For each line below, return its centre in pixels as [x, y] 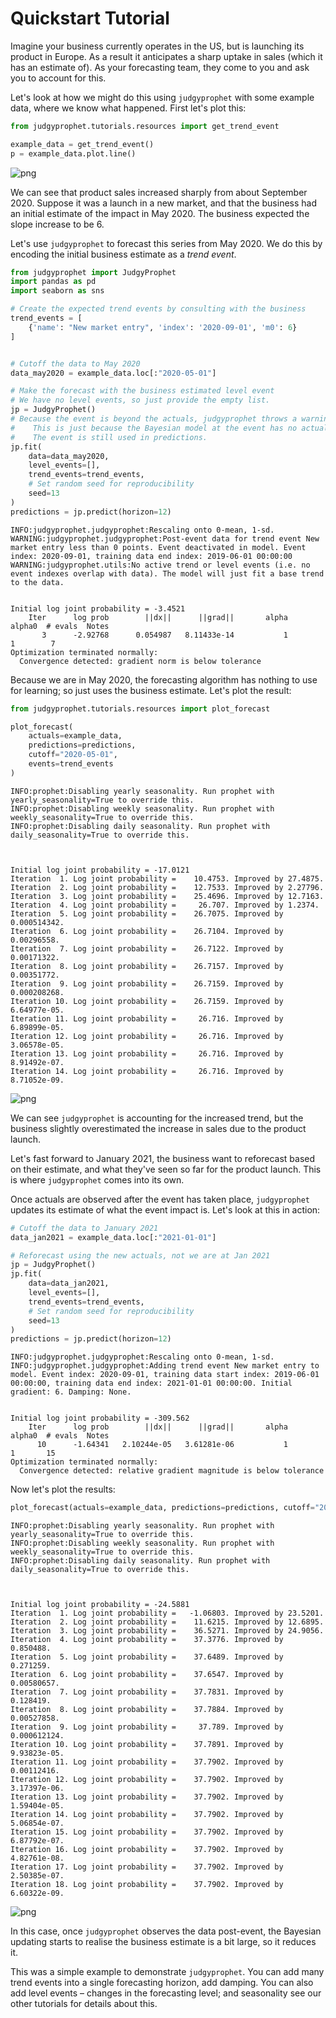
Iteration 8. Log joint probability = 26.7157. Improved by [147, 966]
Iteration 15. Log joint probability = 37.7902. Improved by [147, 1832]
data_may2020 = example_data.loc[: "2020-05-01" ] [113, 373]
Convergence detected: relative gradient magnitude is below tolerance [172, 1471]
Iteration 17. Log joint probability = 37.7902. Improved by [147, 1867]
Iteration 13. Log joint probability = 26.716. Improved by [147, 1053]
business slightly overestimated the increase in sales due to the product [158, 1128]
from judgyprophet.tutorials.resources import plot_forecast [140, 708]
